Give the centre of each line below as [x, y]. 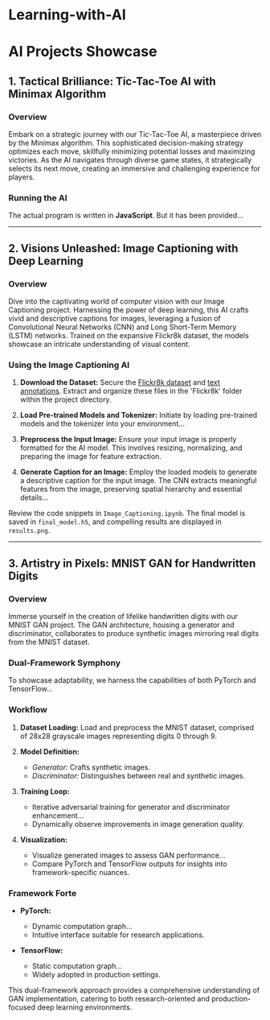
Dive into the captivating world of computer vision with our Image [117, 301]
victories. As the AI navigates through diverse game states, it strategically [130, 160]
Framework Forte [43, 893]
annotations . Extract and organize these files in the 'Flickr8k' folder [131, 391]
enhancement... [58, 816]
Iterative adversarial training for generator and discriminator [131, 807]
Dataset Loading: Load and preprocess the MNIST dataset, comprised [137, 727]
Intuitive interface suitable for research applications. [118, 935]
